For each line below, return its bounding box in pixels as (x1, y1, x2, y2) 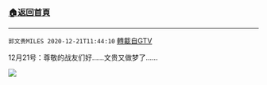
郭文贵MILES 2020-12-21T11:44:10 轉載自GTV (8, 36, 153, 46)
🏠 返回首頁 (8, 6, 51, 17)
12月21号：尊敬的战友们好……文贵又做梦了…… (8, 53, 158, 62)
